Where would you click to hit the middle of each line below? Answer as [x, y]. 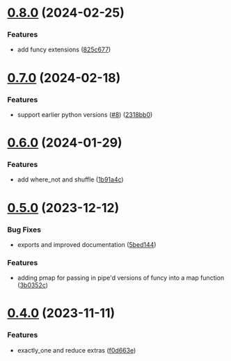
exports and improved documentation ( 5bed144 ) [87, 244]
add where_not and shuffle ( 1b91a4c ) [70, 179]
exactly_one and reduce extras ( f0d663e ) [77, 350]
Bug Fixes [24, 230]
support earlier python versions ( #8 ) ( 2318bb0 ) [85, 114]
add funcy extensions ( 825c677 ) [64, 49]
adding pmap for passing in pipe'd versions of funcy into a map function [121, 278]
